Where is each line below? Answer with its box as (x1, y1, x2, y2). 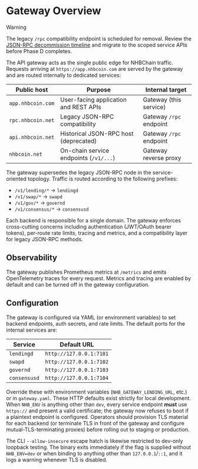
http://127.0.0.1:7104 (45, 375, 109, 381)
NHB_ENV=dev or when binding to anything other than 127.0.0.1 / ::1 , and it (6, 450, 183, 457)
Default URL (60, 340, 94, 349)
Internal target (145, 86, 187, 94)
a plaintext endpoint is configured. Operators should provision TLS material (6, 413, 189, 420)
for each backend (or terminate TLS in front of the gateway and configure (6, 419, 184, 427)
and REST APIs (60, 103, 102, 111)
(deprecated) (60, 137, 97, 145)
